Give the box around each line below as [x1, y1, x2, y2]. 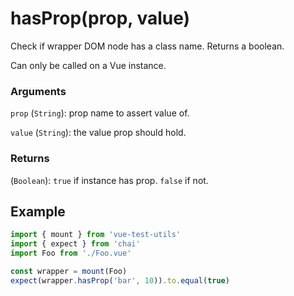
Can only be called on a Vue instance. [10, 59, 167, 71]
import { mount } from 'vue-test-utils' [10, 230, 182, 240]
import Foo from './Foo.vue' [10, 248, 132, 259]
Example [10, 203, 66, 220]
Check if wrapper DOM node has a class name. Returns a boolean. [10, 40, 285, 52]
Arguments [10, 84, 67, 98]
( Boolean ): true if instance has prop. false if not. [10, 174, 209, 186]
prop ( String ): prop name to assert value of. [10, 107, 190, 119]
